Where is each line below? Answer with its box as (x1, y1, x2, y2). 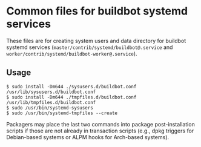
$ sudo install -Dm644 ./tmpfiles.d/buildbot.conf (6, 94, 137, 100)
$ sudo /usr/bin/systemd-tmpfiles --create (6, 110, 118, 116)
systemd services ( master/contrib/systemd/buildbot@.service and (6, 44, 173, 51)
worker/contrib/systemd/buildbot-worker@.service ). (6, 50, 137, 57)
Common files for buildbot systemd (6, 4, 188, 18)
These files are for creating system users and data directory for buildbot (6, 37, 186, 44)
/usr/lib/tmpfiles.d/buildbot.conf (6, 99, 96, 105)
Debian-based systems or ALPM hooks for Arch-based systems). (6, 133, 170, 140)
